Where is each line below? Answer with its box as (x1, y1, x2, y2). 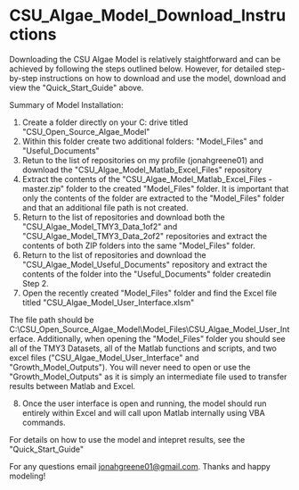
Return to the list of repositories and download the (21, 249, 206, 260)
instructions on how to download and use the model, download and (39, 72, 287, 83)
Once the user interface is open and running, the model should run (21, 398, 267, 409)
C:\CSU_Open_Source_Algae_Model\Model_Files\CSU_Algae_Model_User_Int (9, 323, 290, 335)
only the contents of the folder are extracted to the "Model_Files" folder (21, 193, 285, 203)
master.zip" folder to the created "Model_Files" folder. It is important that (21, 183, 289, 194)
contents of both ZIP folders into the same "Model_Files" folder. (21, 240, 256, 251)
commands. (21, 417, 66, 428)
